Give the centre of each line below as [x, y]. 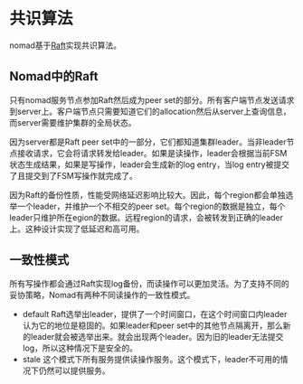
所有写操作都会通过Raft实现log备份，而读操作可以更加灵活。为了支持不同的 [149, 283]
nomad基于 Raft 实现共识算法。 [66, 45]
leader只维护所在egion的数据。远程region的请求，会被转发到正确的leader [146, 217]
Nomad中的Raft [54, 76]
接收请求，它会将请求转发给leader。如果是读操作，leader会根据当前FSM [152, 153]
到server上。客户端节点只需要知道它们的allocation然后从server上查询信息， [150, 111]
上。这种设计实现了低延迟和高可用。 [77, 229]
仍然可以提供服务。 [74, 370]
